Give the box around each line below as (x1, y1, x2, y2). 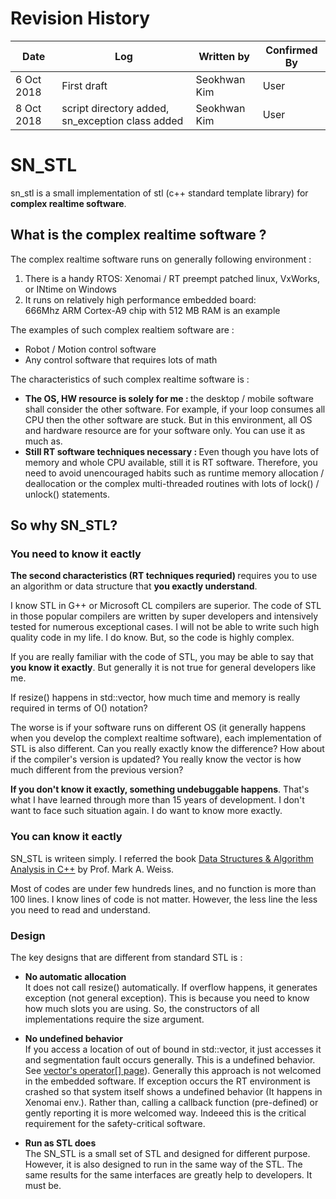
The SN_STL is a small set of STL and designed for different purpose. (24, 1147, 311, 1159)
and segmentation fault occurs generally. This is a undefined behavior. (24, 1053, 316, 1066)
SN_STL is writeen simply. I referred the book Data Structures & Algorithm (10, 852, 314, 864)
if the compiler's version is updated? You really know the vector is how (10, 753, 302, 766)
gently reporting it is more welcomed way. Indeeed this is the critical (24, 1107, 307, 1119)
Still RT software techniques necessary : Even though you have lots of (24, 445, 320, 457)
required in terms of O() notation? (10, 702, 148, 714)
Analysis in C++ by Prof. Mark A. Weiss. (10, 863, 175, 875)
